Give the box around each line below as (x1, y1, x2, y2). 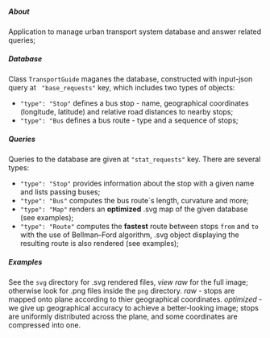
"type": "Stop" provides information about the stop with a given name (19, 178, 255, 188)
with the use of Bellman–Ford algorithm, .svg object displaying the (19, 230, 239, 240)
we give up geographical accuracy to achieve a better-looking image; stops (8, 303, 260, 312)
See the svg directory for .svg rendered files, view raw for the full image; (8, 277, 248, 286)
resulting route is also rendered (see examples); (19, 238, 180, 248)
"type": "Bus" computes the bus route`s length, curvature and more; (19, 195, 249, 205)
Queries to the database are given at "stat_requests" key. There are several (8, 154, 261, 164)
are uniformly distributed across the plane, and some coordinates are (8, 311, 238, 321)
